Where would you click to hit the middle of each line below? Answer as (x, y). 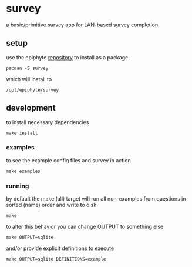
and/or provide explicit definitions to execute (60, 248)
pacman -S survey (27, 68)
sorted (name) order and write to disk (51, 205)
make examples (23, 171)
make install (22, 133)
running (18, 186)
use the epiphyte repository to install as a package (67, 57)
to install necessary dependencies (48, 122)
